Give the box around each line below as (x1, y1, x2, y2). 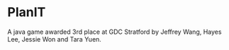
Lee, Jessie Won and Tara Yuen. (7, 35, 101, 43)
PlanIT (7, 4, 46, 20)
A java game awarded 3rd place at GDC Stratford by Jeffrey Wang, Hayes (7, 27, 222, 36)
